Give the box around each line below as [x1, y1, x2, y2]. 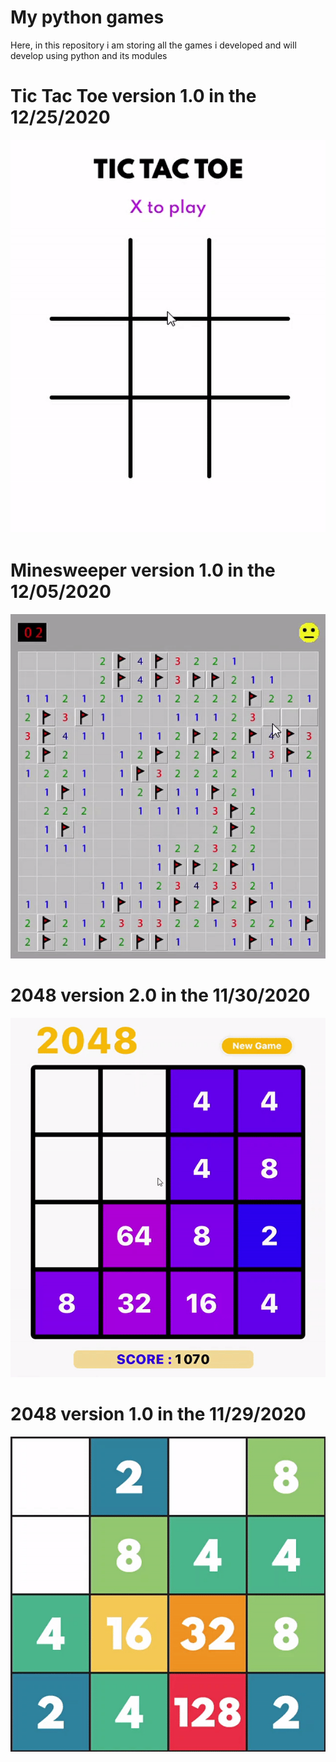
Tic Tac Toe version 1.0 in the [10, 85, 257, 108]
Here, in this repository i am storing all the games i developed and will [10, 39, 297, 51]
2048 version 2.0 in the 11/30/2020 [10, 984, 311, 1007]
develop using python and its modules [10, 49, 168, 61]
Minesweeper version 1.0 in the [10, 559, 276, 582]
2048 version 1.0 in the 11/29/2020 [10, 1403, 307, 1426]
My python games [10, 6, 165, 29]
